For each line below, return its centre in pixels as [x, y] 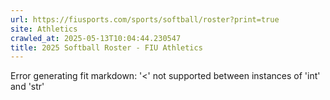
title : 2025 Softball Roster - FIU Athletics [106, 47]
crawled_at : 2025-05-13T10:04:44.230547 [96, 38]
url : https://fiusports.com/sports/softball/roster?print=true [145, 19]
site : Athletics [44, 29]
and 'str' [27, 87]
